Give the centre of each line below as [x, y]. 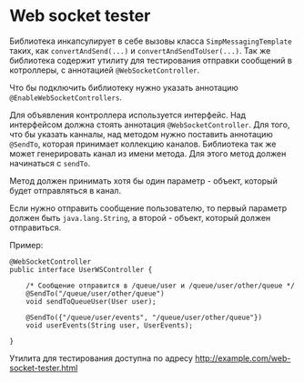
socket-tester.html [44, 367]
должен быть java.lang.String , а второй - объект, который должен [140, 217]
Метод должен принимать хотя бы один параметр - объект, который [143, 181]
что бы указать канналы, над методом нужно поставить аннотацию [141, 134]
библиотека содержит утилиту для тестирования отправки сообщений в [151, 60]
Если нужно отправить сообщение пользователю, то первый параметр [148, 208]
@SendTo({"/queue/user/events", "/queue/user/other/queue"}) [144, 317]
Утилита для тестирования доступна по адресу [101, 358]
